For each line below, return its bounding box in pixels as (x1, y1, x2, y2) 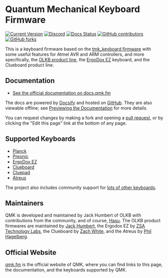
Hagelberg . (5, 234, 29, 240)
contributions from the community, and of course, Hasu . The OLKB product (5, 218, 161, 224)
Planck (12, 148, 27, 154)
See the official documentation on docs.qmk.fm (12, 89, 111, 96)
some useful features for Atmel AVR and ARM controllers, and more (5, 51, 144, 57)
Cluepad (12, 169, 30, 175)
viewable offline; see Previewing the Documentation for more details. (5, 105, 148, 111)
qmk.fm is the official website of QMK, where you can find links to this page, (5, 261, 163, 267)
